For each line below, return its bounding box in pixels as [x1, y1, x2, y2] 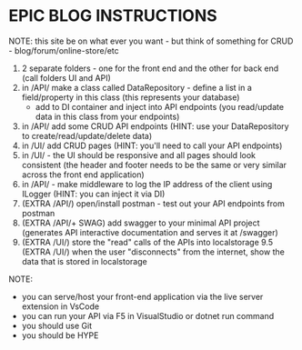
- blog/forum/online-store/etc [8, 45, 119, 55]
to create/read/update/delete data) [21, 130, 153, 141]
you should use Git [21, 320, 93, 331]
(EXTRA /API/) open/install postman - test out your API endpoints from [21, 197, 286, 209]
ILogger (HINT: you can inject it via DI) [21, 188, 166, 199]
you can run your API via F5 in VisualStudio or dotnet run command [21, 310, 275, 321]
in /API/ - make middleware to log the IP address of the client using [21, 178, 273, 189]
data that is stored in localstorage [21, 255, 147, 266]
